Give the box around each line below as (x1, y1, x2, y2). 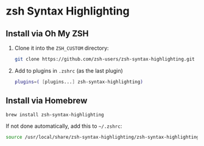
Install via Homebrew (5, 96, 88, 106)
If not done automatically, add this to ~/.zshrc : (5, 122, 122, 130)
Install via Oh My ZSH (5, 28, 89, 39)
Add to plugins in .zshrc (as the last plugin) (14, 67, 123, 74)
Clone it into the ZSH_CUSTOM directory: (14, 44, 109, 51)
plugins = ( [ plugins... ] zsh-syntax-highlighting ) (14, 79, 144, 85)
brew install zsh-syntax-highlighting (5, 111, 104, 118)
